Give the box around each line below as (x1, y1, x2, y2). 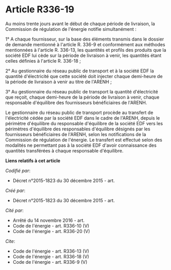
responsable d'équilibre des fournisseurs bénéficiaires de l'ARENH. (5, 99, 147, 106)
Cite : (5, 238, 15, 244)
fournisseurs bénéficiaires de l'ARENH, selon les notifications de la (5, 131, 146, 137)
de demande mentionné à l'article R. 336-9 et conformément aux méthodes (5, 41, 165, 47)
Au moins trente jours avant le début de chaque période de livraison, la (5, 21, 155, 27)
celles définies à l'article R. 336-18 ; (5, 57, 81, 64)
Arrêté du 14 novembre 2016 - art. (12, 217, 85, 223)
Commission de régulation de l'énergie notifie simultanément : (5, 26, 137, 32)
